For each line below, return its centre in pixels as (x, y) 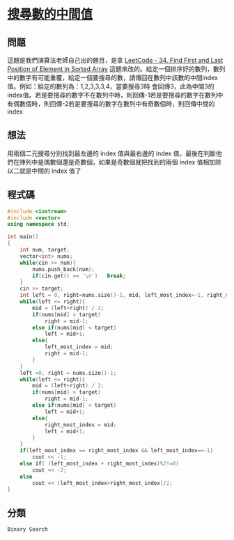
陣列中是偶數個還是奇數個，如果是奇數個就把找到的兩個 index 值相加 (117, 162)
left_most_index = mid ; (79, 347)
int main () (23, 237)
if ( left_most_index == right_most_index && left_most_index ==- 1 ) (117, 451)
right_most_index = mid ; (80, 425)
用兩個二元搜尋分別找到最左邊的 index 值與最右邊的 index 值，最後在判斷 (112, 153)
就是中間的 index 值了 (50, 171)
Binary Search (28, 530)
